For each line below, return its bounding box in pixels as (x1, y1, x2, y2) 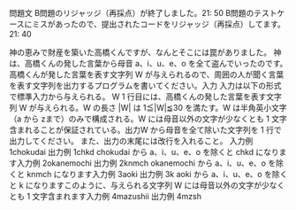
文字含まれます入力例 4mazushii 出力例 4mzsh (32, 191, 201, 201)
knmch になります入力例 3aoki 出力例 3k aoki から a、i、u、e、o (26, 169, 262, 179)
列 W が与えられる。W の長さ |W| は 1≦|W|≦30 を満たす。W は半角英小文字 (9, 103, 287, 113)
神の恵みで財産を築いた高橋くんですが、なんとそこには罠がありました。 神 (9, 47, 282, 58)
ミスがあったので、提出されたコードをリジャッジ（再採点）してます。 (32, 19, 285, 29)
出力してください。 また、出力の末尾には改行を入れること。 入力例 (9, 136, 254, 146)
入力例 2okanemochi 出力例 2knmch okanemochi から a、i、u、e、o (16, 158, 267, 168)
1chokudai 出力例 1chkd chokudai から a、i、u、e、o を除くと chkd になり (9, 147, 280, 157)
